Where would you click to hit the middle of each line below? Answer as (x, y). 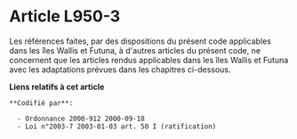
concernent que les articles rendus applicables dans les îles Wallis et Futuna (149, 60)
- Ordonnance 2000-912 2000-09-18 (81, 119)
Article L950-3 (65, 16)
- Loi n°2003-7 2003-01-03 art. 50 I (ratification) (117, 127)
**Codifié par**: (41, 103)
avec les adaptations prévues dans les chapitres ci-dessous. (120, 69)
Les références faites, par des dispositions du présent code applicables (140, 41)
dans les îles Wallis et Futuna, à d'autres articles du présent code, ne (135, 50)
